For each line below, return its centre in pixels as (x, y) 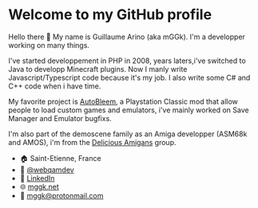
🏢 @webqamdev (47, 170)
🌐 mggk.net (40, 186)
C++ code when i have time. (55, 86)
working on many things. (49, 45)
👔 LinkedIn (37, 178)
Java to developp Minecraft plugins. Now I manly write (98, 69)
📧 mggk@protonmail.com (62, 195)
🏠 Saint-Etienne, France (60, 158)
